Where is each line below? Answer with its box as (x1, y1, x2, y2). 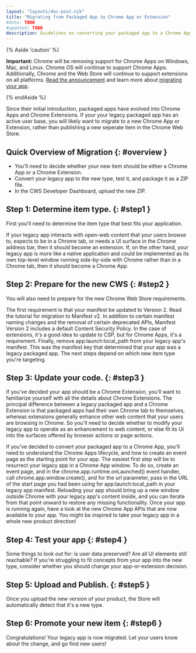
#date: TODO (6, 19, 35, 25)
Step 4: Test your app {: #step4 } (6, 535, 128, 545)
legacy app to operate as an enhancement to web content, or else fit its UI (6, 425, 184, 433)
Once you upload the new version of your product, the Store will (6, 595, 160, 602)
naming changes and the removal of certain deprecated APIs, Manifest (6, 318, 176, 325)
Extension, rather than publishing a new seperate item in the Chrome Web (6, 124, 184, 131)
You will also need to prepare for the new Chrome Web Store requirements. (6, 295, 187, 302)
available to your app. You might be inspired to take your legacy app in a (6, 511, 180, 518)
